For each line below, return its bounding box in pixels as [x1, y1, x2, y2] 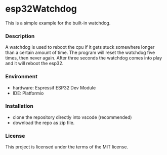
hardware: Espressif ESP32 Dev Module [12, 84, 96, 90]
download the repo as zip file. [12, 119, 75, 126]
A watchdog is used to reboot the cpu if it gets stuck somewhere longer [5, 44, 155, 50]
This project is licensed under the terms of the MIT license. [5, 144, 128, 150]
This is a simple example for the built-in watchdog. [5, 20, 111, 26]
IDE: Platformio [12, 90, 44, 96]
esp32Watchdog [5, 3, 77, 15]
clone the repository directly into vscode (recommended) [12, 114, 132, 120]
